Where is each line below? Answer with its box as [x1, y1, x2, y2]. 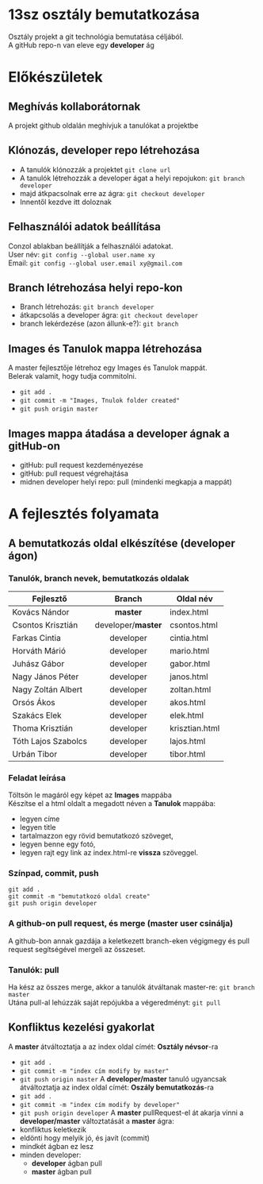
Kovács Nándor [12, 606, 70, 617]
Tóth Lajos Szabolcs [12, 735, 87, 746]
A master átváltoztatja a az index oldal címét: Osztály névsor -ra [8, 1042, 219, 1051]
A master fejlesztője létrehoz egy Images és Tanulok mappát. [8, 363, 208, 372]
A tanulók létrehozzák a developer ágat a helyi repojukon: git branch [19, 173, 246, 183]
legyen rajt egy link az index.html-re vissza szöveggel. [19, 848, 199, 858]
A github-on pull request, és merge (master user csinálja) [8, 918, 234, 929]
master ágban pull [31, 1167, 93, 1176]
